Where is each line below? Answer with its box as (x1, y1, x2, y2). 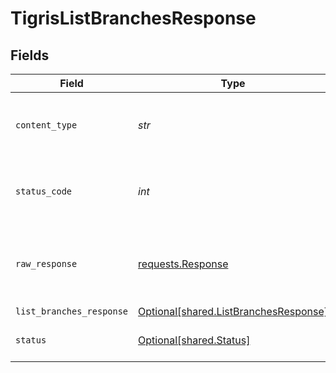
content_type (15, 120, 78, 131)
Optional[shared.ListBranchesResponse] (138, 305, 329, 318)
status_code (15, 186, 73, 197)
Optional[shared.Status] (138, 333, 251, 347)
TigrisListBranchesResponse (10, 7, 257, 30)
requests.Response (138, 257, 229, 271)
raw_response (15, 258, 78, 269)
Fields (10, 47, 50, 64)
